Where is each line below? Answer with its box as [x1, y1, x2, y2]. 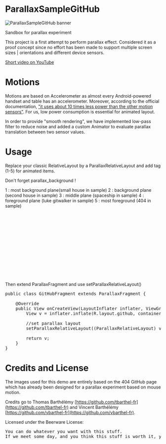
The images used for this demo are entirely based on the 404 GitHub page [5, 379, 157, 385]
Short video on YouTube [5, 59, 54, 65]
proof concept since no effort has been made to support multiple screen [5, 44, 152, 50]
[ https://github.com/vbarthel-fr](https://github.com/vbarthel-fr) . [5, 409, 135, 415]
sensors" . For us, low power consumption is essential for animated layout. [5, 109, 155, 114]
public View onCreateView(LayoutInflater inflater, [15, 306, 143, 311]
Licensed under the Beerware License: [5, 419, 84, 425]
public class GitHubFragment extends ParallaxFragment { [5, 291, 146, 296]
